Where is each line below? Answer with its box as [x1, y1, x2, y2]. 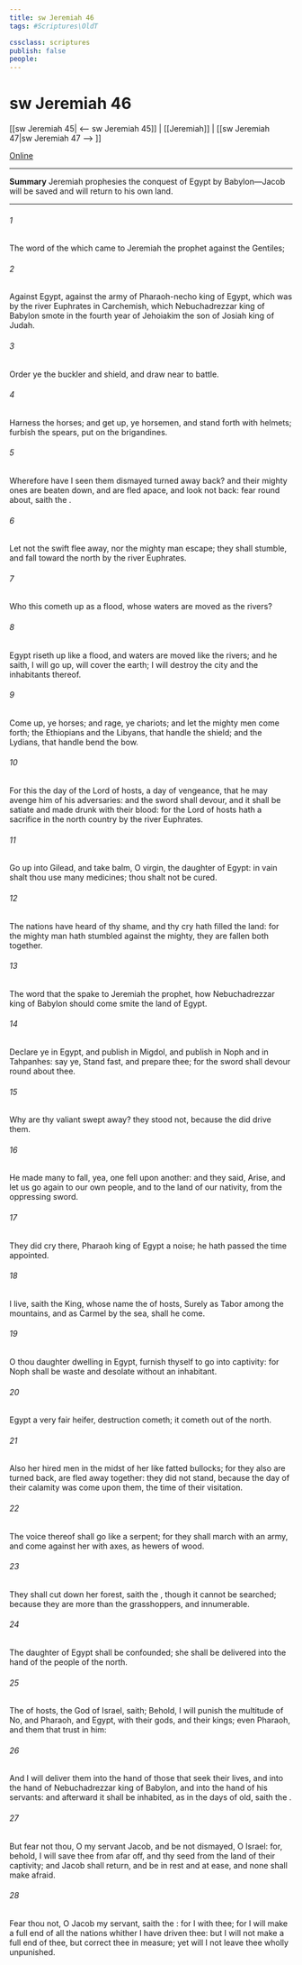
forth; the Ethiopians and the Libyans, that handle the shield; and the [9, 727, 262, 737]
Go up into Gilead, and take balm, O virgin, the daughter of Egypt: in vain [9, 863, 278, 873]
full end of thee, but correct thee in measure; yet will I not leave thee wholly [9, 1937, 289, 1948]
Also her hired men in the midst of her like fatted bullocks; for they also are [9, 1463, 286, 1474]
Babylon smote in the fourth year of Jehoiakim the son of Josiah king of [9, 310, 275, 321]
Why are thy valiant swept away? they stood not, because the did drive [9, 1114, 271, 1125]
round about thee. [9, 1065, 76, 1076]
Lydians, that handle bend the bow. [9, 736, 139, 747]
